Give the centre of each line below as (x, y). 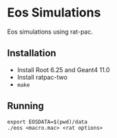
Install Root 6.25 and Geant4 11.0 (63, 69)
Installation (32, 53)
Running (26, 106)
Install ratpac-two (42, 77)
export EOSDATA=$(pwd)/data (47, 122)
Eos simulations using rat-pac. (50, 32)
